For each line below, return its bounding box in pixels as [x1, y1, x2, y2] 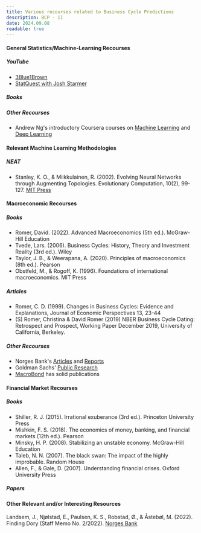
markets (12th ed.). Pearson [14, 432, 85, 439]
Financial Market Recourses [6, 384, 78, 391]
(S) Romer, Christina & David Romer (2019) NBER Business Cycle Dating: [14, 316, 195, 323]
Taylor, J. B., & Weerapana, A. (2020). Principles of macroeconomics [14, 255, 186, 262]
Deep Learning [14, 130, 53, 138]
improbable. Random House [14, 458, 85, 465]
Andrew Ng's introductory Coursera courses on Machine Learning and [14, 124, 191, 132]
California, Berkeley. [14, 328, 65, 336]
